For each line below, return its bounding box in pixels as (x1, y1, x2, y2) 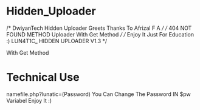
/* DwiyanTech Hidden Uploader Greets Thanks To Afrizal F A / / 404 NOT (6, 24, 192, 32)
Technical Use (6, 70, 80, 84)
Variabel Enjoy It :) (6, 97, 52, 104)
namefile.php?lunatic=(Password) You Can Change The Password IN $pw (6, 90, 191, 98)
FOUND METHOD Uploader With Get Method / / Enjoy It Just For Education (6, 30, 195, 38)
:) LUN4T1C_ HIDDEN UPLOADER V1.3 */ (6, 37, 108, 44)
